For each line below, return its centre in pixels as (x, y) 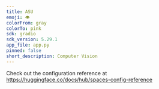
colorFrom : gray (26, 23)
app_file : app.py (28, 45)
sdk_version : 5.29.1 (32, 39)
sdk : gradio (21, 34)
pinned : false (24, 51)
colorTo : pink (24, 28)
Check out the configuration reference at (57, 73)
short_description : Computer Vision (52, 56)
